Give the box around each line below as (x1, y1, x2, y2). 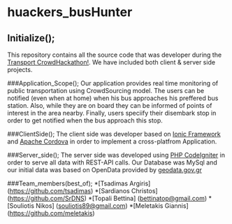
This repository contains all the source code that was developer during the (7, 50, 222, 59)
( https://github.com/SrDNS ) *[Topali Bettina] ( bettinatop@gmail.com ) (7, 194, 208, 202)
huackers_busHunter (7, 4, 133, 20)
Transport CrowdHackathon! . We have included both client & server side (7, 58, 215, 66)
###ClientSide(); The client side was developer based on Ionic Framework (7, 130, 222, 138)
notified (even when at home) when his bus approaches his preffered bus (7, 94, 219, 102)
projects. (7, 66, 33, 73)
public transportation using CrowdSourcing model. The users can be (7, 87, 205, 94)
